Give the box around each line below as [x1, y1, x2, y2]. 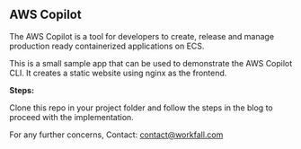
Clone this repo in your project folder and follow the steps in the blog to [9, 102, 273, 113]
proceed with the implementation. [9, 111, 135, 122]
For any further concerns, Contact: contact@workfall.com [9, 129, 224, 140]
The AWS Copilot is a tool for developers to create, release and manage [9, 31, 275, 41]
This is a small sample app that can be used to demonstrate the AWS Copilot [9, 57, 293, 68]
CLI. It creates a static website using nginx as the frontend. [9, 67, 227, 78]
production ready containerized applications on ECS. [9, 40, 205, 51]
